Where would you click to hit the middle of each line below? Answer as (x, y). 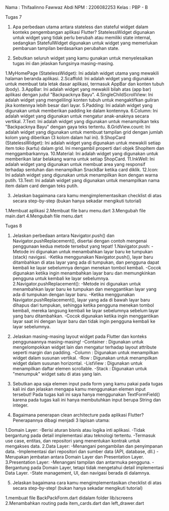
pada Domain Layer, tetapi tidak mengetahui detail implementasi (97, 468)
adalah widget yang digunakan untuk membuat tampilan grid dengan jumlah (84, 132)
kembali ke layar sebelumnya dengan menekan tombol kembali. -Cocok (87, 268)
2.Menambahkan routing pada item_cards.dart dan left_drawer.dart (75, 503)
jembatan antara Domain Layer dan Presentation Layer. (87, 457)
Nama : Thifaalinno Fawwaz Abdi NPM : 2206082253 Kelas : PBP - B (77, 7)
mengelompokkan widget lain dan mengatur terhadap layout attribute (84, 347)
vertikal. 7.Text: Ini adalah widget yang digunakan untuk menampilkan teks (82, 121)
